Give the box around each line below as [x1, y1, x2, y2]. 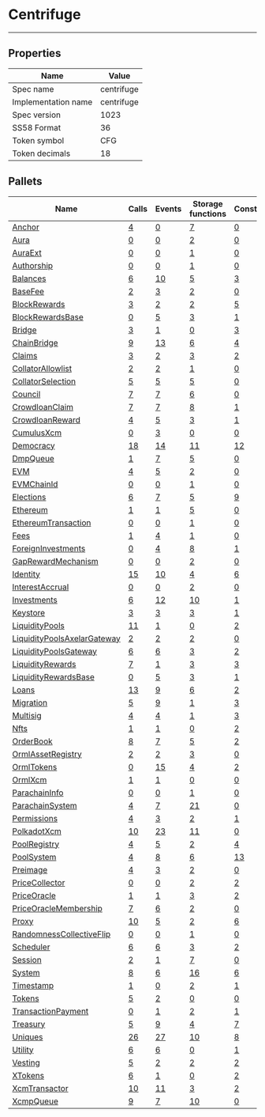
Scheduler [12, 941, 50, 952]
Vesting [12, 1057, 41, 1068]
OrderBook [12, 736, 53, 747]
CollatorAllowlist [12, 362, 73, 373]
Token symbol [12, 134, 65, 146]
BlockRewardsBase [12, 311, 84, 322]
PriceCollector [12, 877, 65, 888]
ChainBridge [12, 337, 58, 348]
